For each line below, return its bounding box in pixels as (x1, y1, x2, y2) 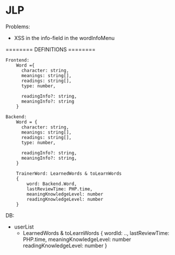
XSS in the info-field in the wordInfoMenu (14, 34, 115, 41)
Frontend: (5, 57, 30, 63)
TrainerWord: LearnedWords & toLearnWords (16, 170, 122, 177)
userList (14, 223, 34, 230)
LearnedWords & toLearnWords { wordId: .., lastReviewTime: (22, 229, 170, 236)
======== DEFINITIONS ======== (5, 45, 95, 53)
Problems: (5, 23, 31, 30)
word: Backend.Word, (27, 181, 77, 187)
